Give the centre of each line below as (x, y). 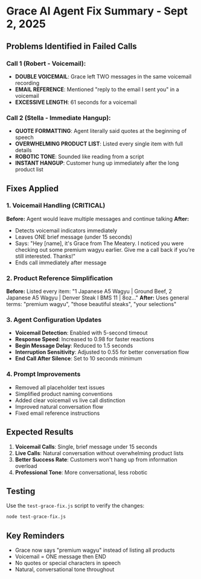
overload (26, 465)
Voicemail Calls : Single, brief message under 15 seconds (86, 446)
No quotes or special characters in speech (68, 563)
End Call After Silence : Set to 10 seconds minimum (78, 359)
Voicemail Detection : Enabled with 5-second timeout (81, 333)
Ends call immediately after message (61, 262)
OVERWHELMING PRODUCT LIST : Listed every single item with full (99, 144)
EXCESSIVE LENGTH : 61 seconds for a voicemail (76, 102)
